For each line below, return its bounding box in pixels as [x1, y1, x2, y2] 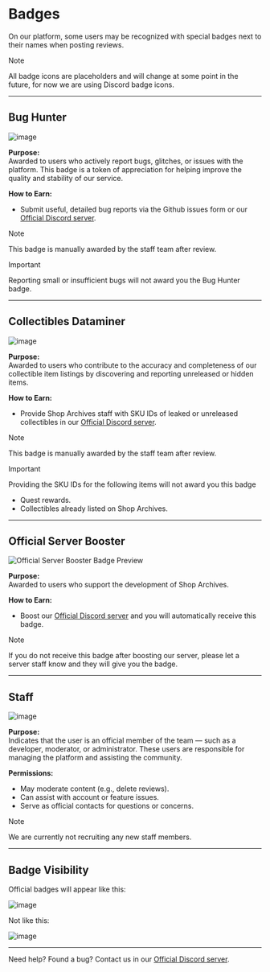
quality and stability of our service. [8, 173, 123, 183]
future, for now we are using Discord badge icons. [8, 80, 174, 89]
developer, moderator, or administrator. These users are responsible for [8, 744, 245, 754]
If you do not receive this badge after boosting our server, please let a [8, 651, 239, 661]
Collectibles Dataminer [8, 315, 126, 328]
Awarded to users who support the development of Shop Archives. [8, 580, 229, 590]
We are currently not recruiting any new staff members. [8, 832, 192, 842]
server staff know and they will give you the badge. [8, 659, 178, 669]
